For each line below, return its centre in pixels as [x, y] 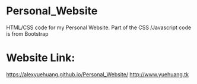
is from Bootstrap [27, 33]
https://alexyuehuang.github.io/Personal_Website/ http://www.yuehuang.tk [97, 74]
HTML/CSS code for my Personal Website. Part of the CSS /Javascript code [99, 27]
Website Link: [41, 58]
